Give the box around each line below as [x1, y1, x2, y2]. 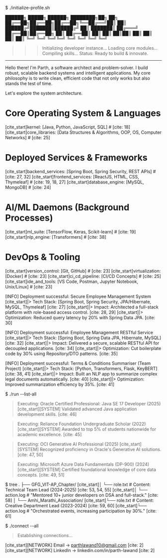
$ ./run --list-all [5, 391, 37, 397]
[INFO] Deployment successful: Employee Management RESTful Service [5, 329, 153, 335]
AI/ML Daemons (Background [5, 202, 130, 213]
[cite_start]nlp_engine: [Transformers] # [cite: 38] [5, 234, 106, 240]
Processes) [5, 212, 53, 224]
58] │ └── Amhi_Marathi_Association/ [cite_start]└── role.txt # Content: [5, 497, 154, 503]
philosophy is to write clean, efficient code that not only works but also [5, 75, 150, 81]
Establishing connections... [17, 532, 73, 538]
